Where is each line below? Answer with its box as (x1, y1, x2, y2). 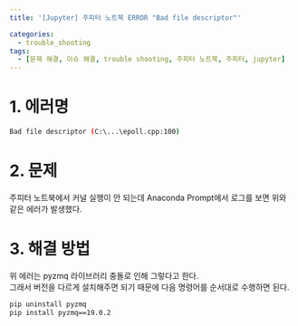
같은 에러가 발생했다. (9, 203, 82, 214)
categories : (9, 29, 54, 39)
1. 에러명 (9, 97, 70, 118)
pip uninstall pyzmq (9, 300, 88, 309)
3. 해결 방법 (9, 239, 91, 259)
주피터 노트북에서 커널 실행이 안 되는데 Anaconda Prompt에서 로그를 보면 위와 (9, 192, 287, 203)
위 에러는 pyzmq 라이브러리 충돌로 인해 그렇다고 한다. (9, 270, 199, 281)
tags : (9, 46, 30, 55)
